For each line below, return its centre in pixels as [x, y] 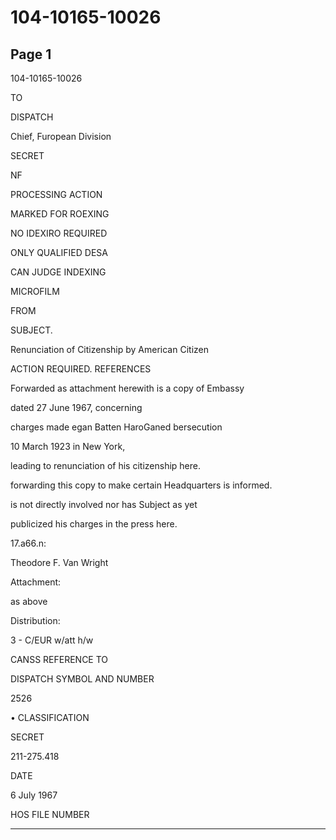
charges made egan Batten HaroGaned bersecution [116, 427]
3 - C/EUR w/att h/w [52, 640]
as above [29, 601]
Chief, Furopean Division [61, 136]
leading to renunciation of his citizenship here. [106, 465]
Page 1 [31, 54]
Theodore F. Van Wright [59, 562]
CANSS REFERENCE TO [59, 659]
